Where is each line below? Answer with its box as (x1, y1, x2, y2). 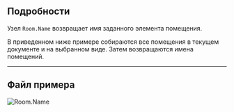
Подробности (7, 6, 70, 17)
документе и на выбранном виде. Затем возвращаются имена (7, 45, 194, 53)
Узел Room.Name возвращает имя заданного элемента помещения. (7, 24, 203, 32)
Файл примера (7, 79, 75, 91)
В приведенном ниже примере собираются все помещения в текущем (7, 38, 219, 46)
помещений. (7, 52, 45, 61)
